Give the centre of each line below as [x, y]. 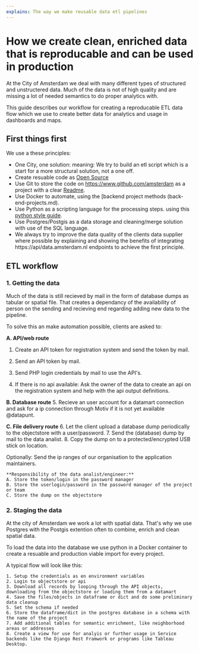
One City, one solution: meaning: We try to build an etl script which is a [101, 165]
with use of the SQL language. [52, 228]
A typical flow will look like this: [45, 565]
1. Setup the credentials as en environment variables [75, 577]
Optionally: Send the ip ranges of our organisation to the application [89, 457]
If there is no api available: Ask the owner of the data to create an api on [103, 384]
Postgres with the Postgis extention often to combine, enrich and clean [93, 529]
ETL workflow [32, 266]
